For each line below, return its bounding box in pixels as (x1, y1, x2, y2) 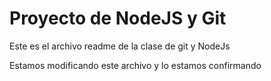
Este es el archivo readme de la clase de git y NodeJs (9, 40, 231, 52)
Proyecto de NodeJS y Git (9, 7, 227, 30)
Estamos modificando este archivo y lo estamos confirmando (9, 59, 262, 71)
